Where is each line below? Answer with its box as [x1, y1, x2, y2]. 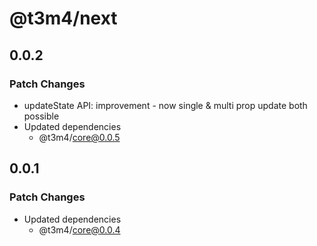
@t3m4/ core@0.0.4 [38, 223, 121, 236]
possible [23, 110, 60, 122]
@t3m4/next [9, 7, 118, 30]
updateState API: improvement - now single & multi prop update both [23, 99, 308, 111]
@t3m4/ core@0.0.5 [38, 131, 121, 143]
